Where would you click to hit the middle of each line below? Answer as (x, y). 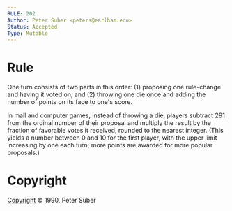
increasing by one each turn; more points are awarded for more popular (110, 145)
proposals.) (24, 153)
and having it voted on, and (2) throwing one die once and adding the (107, 94)
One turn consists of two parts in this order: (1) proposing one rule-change (114, 87)
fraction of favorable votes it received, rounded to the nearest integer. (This (116, 131)
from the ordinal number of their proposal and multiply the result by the (109, 123)
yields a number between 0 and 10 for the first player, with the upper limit (112, 138)
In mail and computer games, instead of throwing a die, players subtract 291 (116, 115)
